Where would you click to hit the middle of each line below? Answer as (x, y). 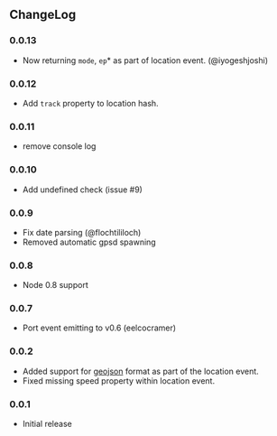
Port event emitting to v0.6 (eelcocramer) (99, 328)
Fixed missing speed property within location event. (118, 380)
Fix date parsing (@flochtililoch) (82, 232)
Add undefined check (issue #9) (82, 190)
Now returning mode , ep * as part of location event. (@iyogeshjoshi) (145, 60)
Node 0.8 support (55, 285)
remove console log (59, 146)
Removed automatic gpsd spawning (89, 242)
